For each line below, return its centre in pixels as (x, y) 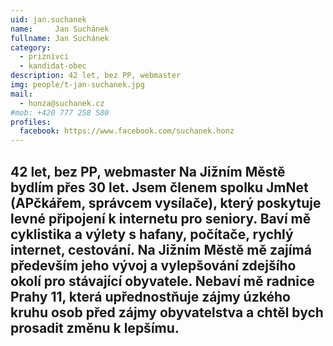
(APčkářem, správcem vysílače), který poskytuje (166, 202)
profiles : (31, 122)
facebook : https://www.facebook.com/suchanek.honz (127, 131)
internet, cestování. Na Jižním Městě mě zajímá (161, 249)
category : (31, 47)
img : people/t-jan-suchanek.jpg (77, 85)
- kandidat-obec (53, 66)
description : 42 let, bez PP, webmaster (96, 76)
